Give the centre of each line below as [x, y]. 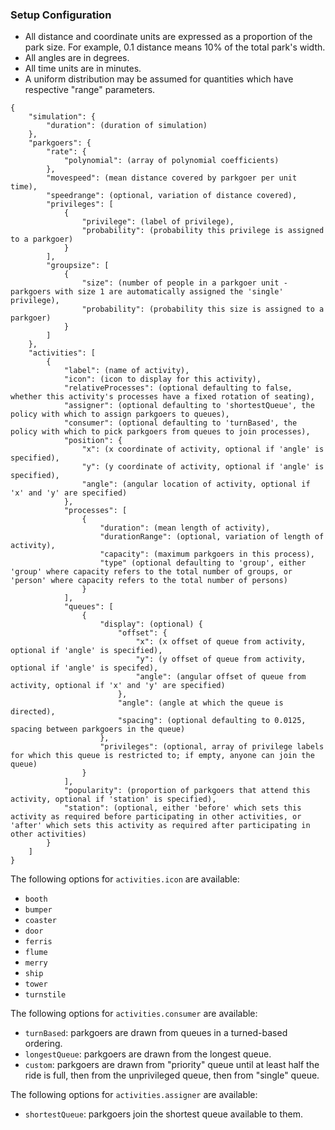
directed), [33, 712]
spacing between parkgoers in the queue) [98, 729]
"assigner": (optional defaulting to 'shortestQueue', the [189, 406]
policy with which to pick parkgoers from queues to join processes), [160, 432]
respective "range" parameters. [90, 90]
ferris [38, 942]
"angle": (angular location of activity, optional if [196, 484]
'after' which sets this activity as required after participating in [160, 826]
